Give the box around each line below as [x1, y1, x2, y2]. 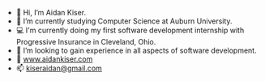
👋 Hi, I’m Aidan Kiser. [15, 8, 87, 17]
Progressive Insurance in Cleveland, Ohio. [15, 37, 156, 46]
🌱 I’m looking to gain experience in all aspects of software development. [15, 45, 257, 55]
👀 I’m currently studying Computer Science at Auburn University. [15, 16, 233, 26]
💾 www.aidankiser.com [15, 54, 93, 64]
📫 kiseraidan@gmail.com [15, 63, 103, 73]
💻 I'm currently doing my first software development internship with [15, 25, 245, 35]
